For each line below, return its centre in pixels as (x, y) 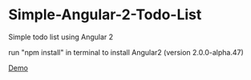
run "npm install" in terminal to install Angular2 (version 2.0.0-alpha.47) (126, 52)
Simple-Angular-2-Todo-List (105, 15)
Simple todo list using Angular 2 (61, 37)
